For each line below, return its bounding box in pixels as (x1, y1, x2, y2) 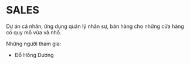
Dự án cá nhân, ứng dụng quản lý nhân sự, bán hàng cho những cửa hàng (6, 23, 185, 30)
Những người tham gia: (6, 40, 62, 47)
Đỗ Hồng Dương (14, 51, 54, 58)
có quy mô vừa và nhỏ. (6, 29, 62, 35)
